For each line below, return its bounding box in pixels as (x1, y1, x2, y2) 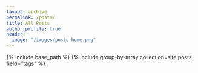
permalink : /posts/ (6, 14, 56, 21)
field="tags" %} (6, 60, 46, 67)
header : (6, 31, 26, 37)
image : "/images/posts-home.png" (12, 37, 96, 43)
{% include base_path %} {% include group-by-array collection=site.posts (6, 54, 192, 60)
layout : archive (6, 8, 47, 15)
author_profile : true (6, 25, 61, 32)
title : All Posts (6, 20, 50, 26)
